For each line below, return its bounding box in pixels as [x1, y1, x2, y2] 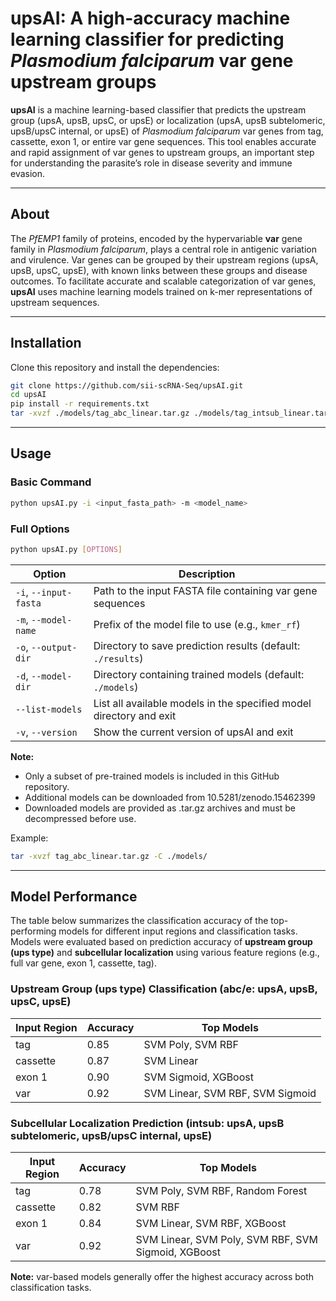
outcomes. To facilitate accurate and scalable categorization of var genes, [10, 275, 317, 287]
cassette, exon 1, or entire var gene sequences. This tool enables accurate [10, 135, 317, 147]
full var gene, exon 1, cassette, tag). [10, 957, 157, 969]
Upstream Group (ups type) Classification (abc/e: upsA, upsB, [10, 982, 318, 996]
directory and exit [93, 708, 177, 722]
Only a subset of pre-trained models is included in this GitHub [24, 770, 280, 782]
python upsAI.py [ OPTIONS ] [10, 544, 123, 554]
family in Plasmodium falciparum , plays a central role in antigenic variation [10, 243, 317, 255]
